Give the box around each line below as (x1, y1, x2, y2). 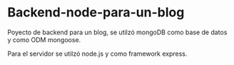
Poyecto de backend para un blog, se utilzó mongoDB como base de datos (7, 28, 228, 36)
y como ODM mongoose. (7, 35, 81, 44)
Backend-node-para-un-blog (7, 4, 185, 21)
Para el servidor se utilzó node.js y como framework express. (7, 49, 188, 58)
